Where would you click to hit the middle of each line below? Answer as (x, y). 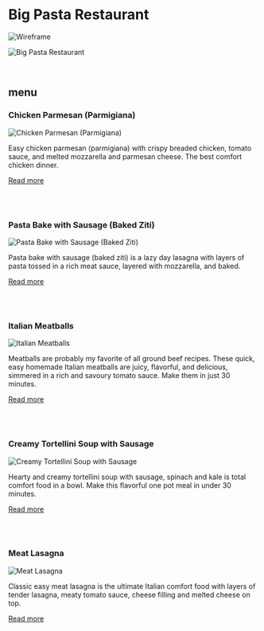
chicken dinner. (33, 165)
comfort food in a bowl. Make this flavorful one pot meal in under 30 (120, 485)
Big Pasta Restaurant (79, 15)
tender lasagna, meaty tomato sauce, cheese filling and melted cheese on (129, 594)
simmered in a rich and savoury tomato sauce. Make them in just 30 (119, 376)
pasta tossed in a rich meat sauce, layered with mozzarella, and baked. (124, 266)
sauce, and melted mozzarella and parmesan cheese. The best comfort (125, 156)
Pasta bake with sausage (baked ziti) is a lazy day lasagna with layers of (126, 257)
